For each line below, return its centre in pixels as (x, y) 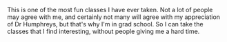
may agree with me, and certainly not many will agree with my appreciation (114, 17)
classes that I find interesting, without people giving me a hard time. (103, 31)
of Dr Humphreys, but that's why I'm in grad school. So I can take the (105, 24)
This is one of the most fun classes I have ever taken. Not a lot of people (110, 10)
